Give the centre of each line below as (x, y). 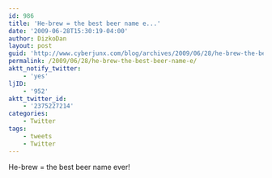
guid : (17, 53)
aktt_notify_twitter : (45, 69)
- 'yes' (36, 76)
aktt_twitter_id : (38, 99)
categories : (28, 114)
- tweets (38, 136)
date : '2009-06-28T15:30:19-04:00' (68, 31)
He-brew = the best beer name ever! (70, 167)
